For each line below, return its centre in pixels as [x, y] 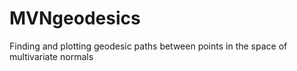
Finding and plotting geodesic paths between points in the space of [148, 46]
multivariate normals [51, 56]
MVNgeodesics [75, 18]
